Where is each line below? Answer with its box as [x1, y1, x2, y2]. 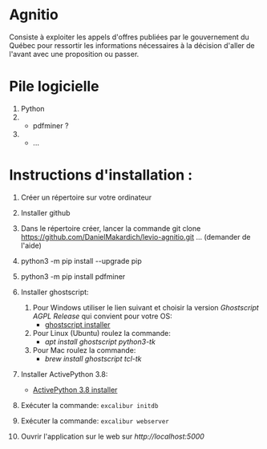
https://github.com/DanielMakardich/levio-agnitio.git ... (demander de [20, 232, 251, 241]
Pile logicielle [9, 78, 99, 95]
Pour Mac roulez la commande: [32, 345, 136, 354]
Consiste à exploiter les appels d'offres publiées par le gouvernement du [9, 32, 249, 42]
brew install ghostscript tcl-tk [44, 354, 143, 363]
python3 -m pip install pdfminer [20, 271, 126, 281]
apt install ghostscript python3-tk [44, 337, 156, 346]
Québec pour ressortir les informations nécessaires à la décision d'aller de [9, 40, 255, 50]
